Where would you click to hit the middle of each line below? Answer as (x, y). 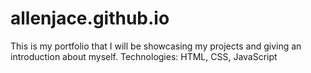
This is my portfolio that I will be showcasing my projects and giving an (156, 46)
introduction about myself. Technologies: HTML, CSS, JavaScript (144, 56)
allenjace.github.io (90, 18)
